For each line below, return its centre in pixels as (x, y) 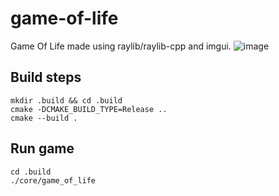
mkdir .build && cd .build (66, 100)
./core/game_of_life (53, 180)
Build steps (46, 77)
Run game (42, 148)
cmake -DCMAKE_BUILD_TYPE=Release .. (89, 109)
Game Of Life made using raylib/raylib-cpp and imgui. (121, 46)
